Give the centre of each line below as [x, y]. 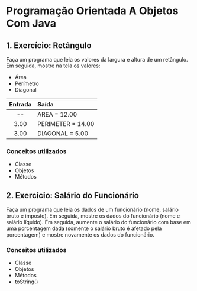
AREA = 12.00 [57, 114]
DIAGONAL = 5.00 [63, 133]
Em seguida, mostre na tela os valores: [53, 66]
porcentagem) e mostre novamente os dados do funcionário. [80, 235]
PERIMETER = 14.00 [66, 124]
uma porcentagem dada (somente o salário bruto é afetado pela [84, 228]
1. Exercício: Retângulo [49, 45]
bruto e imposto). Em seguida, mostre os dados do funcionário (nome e [93, 216]
